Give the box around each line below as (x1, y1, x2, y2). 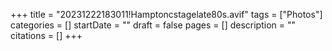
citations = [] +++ (10, 30, 83, 41)
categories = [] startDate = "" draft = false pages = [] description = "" (10, 19, 297, 31)
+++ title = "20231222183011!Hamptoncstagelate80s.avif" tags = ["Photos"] (10, 9, 323, 20)
